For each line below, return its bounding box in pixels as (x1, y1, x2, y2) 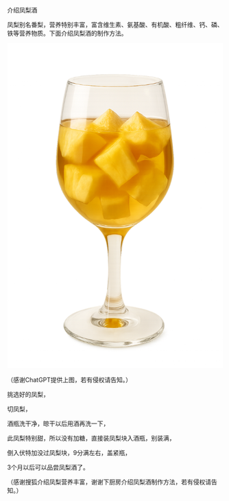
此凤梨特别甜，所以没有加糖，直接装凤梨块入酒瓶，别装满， (7, 434, 176, 442)
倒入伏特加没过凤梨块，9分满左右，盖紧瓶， (7, 448, 132, 456)
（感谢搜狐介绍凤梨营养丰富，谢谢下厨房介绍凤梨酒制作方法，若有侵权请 (7, 478, 211, 486)
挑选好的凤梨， (7, 390, 49, 398)
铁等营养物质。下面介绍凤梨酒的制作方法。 (7, 30, 128, 37)
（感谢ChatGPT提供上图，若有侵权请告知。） (7, 375, 132, 384)
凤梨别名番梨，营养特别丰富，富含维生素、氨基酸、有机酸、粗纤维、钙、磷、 (7, 21, 224, 29)
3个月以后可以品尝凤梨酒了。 (7, 463, 89, 471)
